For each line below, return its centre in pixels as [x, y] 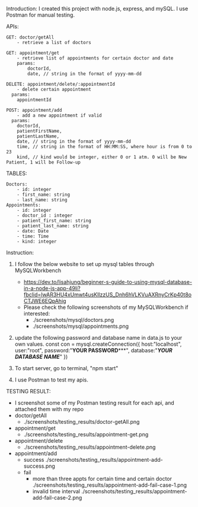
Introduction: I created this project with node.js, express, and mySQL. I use [97, 9]
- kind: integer [37, 242]
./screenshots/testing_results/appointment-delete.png [90, 447]
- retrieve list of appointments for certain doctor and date [95, 58]
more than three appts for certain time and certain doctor [102, 479]
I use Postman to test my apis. [52, 380]
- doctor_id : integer [45, 215]
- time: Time [33, 236]
